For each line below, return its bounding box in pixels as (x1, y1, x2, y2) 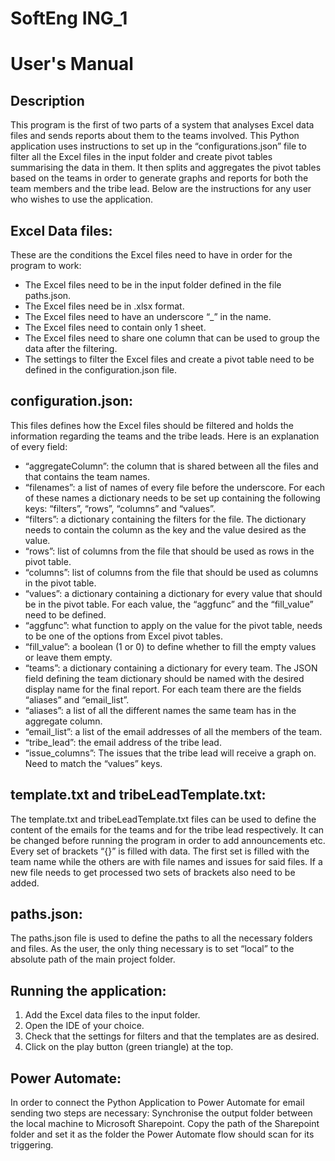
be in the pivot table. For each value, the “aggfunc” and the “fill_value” (24, 598, 314, 610)
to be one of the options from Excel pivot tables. (24, 630, 223, 642)
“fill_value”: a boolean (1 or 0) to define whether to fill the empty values (24, 640, 317, 652)
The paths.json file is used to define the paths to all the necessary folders (10, 932, 313, 944)
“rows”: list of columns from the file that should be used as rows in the (24, 545, 315, 557)
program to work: (10, 260, 82, 271)
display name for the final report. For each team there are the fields (24, 683, 302, 695)
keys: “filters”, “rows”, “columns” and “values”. (24, 502, 216, 514)
